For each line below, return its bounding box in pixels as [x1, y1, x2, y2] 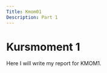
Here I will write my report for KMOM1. [6, 60, 102, 67]
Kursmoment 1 [6, 40, 80, 54]
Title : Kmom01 [6, 8, 42, 15]
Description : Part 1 [6, 14, 59, 20]
